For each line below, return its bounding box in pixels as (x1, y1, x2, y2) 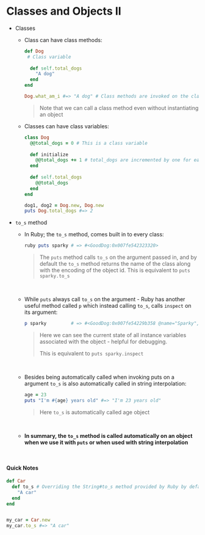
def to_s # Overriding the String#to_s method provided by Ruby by (12, 484, 187, 490)
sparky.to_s (39, 273, 70, 279)
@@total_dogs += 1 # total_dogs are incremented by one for (35, 157, 192, 163)
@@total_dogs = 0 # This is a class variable (29, 140, 148, 146)
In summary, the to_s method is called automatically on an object (24, 432, 193, 439)
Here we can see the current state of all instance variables (39, 332, 187, 339)
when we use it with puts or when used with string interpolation (24, 439, 189, 446)
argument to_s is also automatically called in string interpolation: (24, 380, 187, 387)
